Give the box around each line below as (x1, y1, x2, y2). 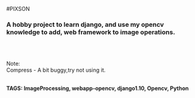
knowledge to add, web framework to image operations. (6, 27, 175, 36)
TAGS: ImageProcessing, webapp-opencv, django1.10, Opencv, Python (6, 85, 189, 92)
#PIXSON (6, 5, 30, 12)
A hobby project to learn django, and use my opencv (6, 20, 165, 29)
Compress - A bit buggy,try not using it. (6, 66, 106, 74)
